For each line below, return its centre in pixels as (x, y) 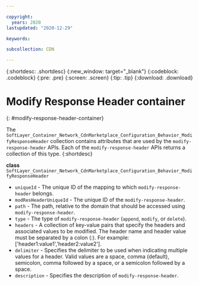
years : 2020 (26, 22)
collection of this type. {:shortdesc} (50, 154)
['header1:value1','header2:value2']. (58, 244)
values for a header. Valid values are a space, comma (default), (92, 256)
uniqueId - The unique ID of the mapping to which (76, 187)
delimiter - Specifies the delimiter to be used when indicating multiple (101, 251)
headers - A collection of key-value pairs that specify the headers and (100, 225)
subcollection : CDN (30, 49)
